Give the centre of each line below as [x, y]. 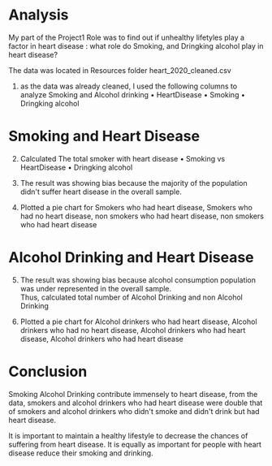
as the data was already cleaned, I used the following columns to [129, 86]
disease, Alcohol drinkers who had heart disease [102, 339]
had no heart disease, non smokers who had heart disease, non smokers [142, 216]
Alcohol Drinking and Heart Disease [131, 258]
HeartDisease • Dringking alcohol [76, 167]
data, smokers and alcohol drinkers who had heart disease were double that [136, 403]
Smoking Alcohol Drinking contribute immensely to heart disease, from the [133, 394]
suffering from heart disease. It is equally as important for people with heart [135, 444]
